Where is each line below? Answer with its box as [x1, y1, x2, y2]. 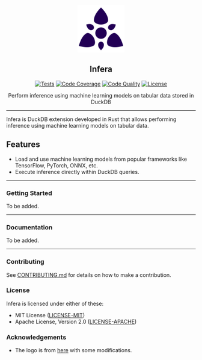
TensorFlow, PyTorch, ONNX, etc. [14, 161, 98, 169]
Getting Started [6, 188, 52, 197]
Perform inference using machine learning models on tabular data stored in [8, 92, 194, 99]
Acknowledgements [6, 333, 67, 341]
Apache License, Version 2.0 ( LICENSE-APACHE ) [14, 318, 137, 325]
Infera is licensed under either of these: [6, 300, 104, 307]
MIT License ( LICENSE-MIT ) [14, 311, 85, 318]
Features [6, 140, 40, 150]
